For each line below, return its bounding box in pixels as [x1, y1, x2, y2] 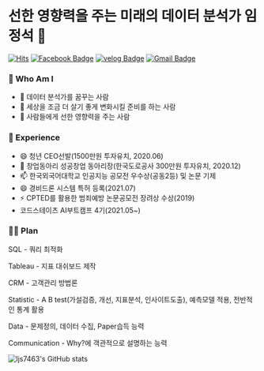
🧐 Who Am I [8, 73, 54, 84]
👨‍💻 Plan [8, 226, 39, 237]
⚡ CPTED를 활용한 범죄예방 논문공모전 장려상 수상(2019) [19, 193, 195, 202]
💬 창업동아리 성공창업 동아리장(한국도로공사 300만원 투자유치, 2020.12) [19, 161, 241, 171]
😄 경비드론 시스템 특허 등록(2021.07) [19, 183, 136, 193]
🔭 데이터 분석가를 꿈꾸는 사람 [19, 92, 109, 102]
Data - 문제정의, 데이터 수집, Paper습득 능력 [8, 321, 145, 331]
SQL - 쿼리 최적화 [8, 244, 63, 253]
